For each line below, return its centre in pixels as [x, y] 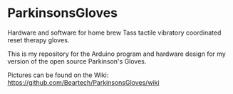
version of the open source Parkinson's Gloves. [77, 61]
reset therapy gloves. [38, 40]
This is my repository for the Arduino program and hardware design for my [116, 54]
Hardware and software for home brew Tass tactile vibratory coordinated [114, 33]
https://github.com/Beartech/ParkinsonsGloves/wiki [83, 82]
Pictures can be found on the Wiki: [58, 75]
